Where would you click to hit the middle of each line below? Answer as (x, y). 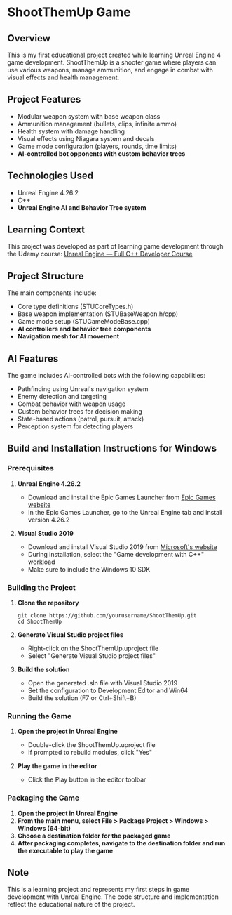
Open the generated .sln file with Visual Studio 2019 (103, 683)
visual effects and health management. (63, 77)
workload (41, 562)
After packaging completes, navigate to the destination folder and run (121, 843)
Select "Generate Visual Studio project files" (92, 656)
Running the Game (40, 716)
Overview (29, 38)
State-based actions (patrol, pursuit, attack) (81, 419)
